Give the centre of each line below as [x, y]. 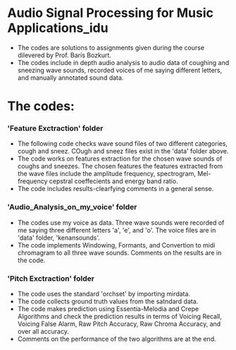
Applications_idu [58, 28]
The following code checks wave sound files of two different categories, [122, 144]
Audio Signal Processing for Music [110, 13]
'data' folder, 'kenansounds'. [59, 238]
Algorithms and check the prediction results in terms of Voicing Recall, [119, 317]
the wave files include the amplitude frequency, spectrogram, [106, 174]
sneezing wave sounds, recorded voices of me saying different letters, [120, 70]
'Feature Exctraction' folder [55, 129]
